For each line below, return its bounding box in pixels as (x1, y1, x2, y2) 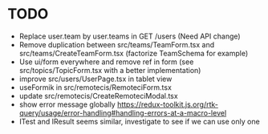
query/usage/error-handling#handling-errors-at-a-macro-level (18, 108, 227, 117)
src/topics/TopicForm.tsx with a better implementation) (18, 65, 201, 75)
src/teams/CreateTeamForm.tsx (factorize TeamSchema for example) (18, 48, 249, 58)
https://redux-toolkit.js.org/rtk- (116, 99, 218, 109)
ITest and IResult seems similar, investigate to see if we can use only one (18, 116, 260, 126)
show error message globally (18, 99, 116, 109)
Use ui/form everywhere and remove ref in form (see (18, 57, 194, 67)
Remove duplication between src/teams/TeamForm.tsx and (18, 39, 215, 49)
